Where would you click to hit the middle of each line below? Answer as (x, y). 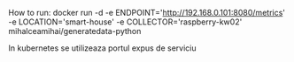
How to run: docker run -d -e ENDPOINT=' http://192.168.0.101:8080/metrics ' (147, 13)
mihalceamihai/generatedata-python (75, 31)
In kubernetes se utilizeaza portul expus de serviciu (102, 48)
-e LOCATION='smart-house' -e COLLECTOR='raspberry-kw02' (125, 22)
